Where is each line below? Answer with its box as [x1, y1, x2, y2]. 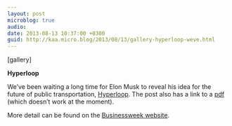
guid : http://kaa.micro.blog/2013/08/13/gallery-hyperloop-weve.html [7, 36, 216, 43]
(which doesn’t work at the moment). [7, 97, 115, 106]
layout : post [7, 10, 46, 17]
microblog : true [7, 17, 55, 24]
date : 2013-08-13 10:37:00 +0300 [7, 29, 105, 37]
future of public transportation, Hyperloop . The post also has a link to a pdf [7, 90, 225, 99]
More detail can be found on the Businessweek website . [7, 111, 170, 120]
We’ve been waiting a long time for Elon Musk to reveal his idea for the [7, 83, 212, 91]
